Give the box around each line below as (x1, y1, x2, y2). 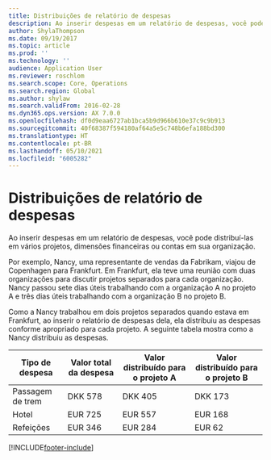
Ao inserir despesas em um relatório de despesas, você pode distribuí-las (8, 233, 254, 243)
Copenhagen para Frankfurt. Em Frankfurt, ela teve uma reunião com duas (8, 266, 256, 275)
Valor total (70, 357, 111, 368)
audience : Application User (8, 65, 103, 73)
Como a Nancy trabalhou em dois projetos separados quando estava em (8, 307, 249, 317)
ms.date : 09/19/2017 (8, 34, 78, 43)
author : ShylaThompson (8, 27, 85, 35)
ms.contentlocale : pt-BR (8, 139, 92, 148)
